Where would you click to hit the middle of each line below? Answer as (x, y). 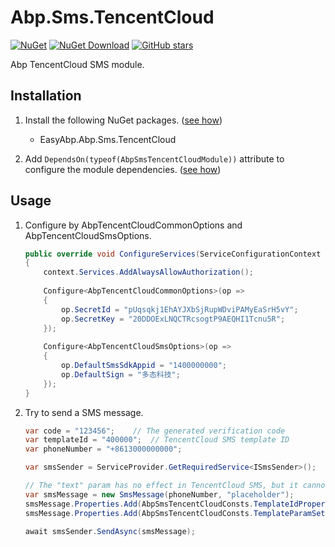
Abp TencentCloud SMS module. (77, 64)
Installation (46, 96)
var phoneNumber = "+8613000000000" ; (103, 449)
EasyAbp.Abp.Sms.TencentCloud (108, 139)
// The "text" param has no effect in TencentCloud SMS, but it (161, 486)
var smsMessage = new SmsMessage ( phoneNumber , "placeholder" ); (159, 494)
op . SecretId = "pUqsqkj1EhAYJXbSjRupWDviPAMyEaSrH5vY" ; (180, 309)
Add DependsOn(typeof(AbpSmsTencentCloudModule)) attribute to (154, 158)
